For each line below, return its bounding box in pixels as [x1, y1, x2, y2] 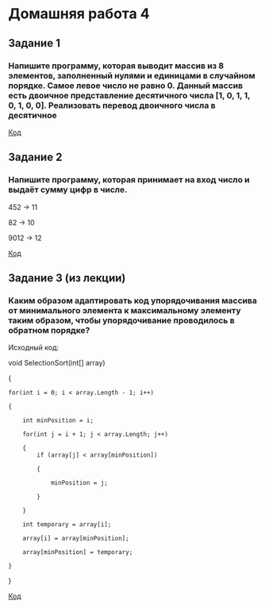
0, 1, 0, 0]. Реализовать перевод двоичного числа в [8, 100, 216, 111]
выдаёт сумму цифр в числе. [8, 184, 128, 195]
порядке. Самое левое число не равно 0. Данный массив [8, 80, 244, 91]
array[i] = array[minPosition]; [22, 534, 129, 543]
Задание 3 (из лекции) [8, 271, 126, 285]
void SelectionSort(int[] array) [8, 358, 106, 368]
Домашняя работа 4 [8, 5, 151, 23]
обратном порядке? [8, 324, 90, 335]
